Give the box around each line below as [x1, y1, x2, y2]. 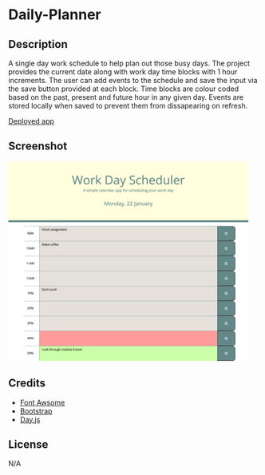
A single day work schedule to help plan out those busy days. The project [8, 58, 250, 68]
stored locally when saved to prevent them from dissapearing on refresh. [8, 101, 248, 110]
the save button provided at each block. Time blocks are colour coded [8, 84, 239, 93]
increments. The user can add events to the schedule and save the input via [8, 76, 258, 85]
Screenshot [8, 140, 68, 153]
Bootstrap [19, 406, 53, 416]
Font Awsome [19, 398, 65, 407]
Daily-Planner [8, 6, 101, 24]
